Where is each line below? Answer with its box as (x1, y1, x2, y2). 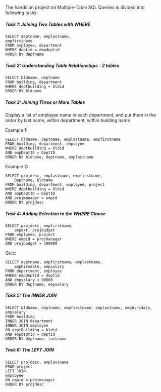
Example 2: (5, 163, 29, 169)
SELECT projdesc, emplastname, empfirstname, (5, 173, 102, 178)
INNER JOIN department (5, 319, 53, 324)
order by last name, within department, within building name (5, 117, 130, 123)
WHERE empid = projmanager (5, 237, 62, 242)
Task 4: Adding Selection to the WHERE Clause (5, 210, 106, 217)
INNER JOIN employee (5, 323, 49, 328)
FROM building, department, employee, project (5, 182, 105, 187)
